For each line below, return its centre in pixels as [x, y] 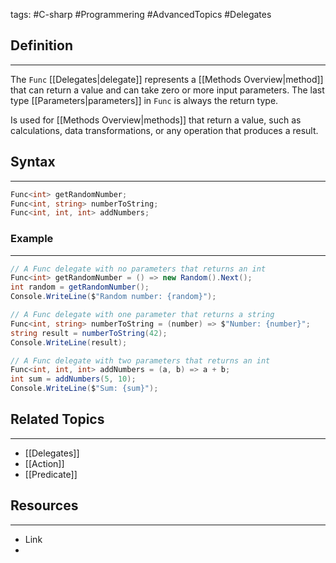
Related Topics [57, 419]
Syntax [33, 162]
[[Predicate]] [51, 474]
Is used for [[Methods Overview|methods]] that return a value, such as [156, 120]
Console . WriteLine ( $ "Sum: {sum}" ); [84, 389]
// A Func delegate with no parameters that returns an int [138, 269]
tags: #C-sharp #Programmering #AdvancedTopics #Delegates [141, 14]
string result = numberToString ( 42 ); [89, 333]
